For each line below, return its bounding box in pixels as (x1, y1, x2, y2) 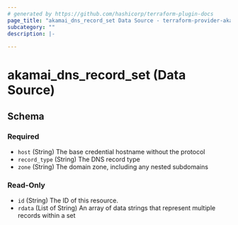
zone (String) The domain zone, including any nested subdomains (17, 163, 209, 171)
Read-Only (7, 180, 46, 190)
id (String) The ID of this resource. (17, 196, 119, 205)
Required (7, 132, 40, 142)
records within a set (17, 212, 76, 220)
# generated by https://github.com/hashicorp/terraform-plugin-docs (7, 10, 214, 18)
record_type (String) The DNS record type (17, 155, 140, 163)
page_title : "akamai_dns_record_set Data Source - (7, 17, 160, 24)
